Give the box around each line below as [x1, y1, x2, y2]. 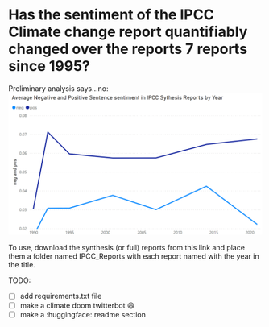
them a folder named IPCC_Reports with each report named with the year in [8, 251, 259, 261]
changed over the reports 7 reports [8, 40, 248, 58]
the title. [8, 260, 36, 270]
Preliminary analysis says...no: [8, 83, 109, 93]
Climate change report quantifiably [8, 23, 248, 41]
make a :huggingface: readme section [19, 309, 147, 319]
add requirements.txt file [19, 292, 102, 301]
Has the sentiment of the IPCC [8, 6, 215, 24]
